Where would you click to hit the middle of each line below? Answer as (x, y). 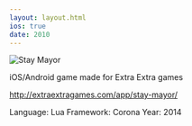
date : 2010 (30, 34)
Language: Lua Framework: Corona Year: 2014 (96, 112)
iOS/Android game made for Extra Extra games (96, 77)
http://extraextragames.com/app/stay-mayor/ (94, 94)
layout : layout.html (48, 18)
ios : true (28, 26)
